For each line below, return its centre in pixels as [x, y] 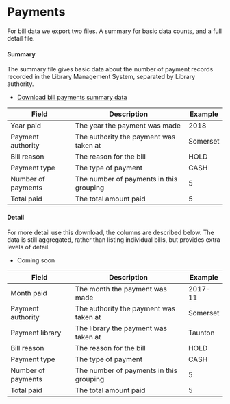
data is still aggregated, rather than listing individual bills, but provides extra [114, 240]
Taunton [201, 333]
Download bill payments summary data [72, 98]
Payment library [36, 333]
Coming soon [36, 260]
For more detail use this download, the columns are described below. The [111, 233]
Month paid [29, 293]
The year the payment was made [128, 126]
